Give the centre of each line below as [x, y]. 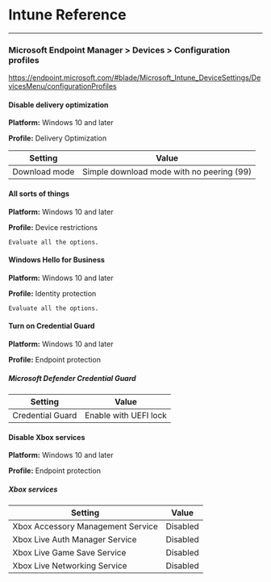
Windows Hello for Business [56, 260]
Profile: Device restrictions [53, 227]
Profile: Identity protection [52, 293]
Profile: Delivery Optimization [58, 138]
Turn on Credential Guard [52, 326]
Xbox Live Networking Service [70, 566]
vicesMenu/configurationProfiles [63, 86]
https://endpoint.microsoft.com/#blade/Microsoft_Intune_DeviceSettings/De [135, 77]
